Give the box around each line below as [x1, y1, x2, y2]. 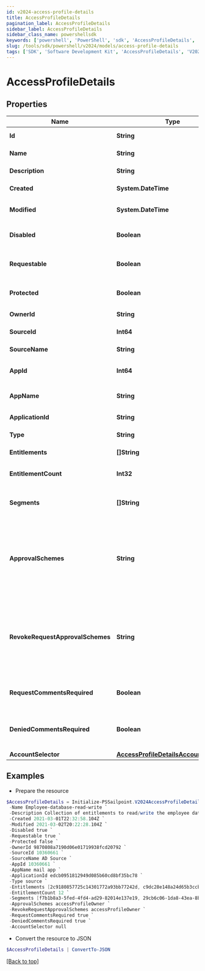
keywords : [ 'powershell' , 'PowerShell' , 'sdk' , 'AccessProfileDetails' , [6, 37, 195, 43]
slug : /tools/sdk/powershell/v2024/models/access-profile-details [6, 43, 179, 49]
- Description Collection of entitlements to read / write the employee [9, 810, 190, 817]
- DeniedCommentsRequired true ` [9, 918, 92, 924]
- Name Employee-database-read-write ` [9, 804, 108, 810]
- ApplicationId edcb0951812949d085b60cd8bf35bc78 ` [9, 872, 143, 879]
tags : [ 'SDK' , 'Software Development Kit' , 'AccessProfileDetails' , [6, 49, 184, 55]
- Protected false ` [9, 839, 59, 845]
